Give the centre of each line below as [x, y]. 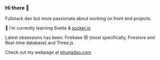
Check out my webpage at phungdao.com [48, 52]
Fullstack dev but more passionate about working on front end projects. [78, 19]
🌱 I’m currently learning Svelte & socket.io [48, 28]
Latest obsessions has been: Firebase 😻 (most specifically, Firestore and [80, 38]
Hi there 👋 [17, 8]
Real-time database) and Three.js [39, 43]
